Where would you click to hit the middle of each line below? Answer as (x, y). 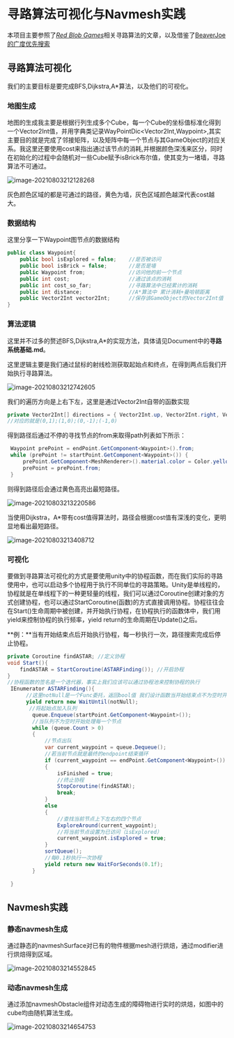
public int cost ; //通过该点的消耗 (96, 279)
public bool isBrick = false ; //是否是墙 (88, 266)
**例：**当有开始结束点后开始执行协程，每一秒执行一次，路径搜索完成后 (111, 634)
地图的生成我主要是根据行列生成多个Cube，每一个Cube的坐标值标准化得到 (114, 122)
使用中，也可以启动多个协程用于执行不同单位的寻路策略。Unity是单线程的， (116, 584)
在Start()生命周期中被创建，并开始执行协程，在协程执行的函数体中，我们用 (114, 611)
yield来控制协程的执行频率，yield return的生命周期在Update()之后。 (104, 619)
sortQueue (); (63, 851)
